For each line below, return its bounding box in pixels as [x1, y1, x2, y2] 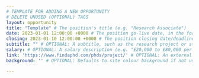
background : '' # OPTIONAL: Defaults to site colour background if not [6, 57, 187, 63]
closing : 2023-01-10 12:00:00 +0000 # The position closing [6, 36, 158, 42]
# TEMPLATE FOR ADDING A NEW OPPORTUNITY [6, 8, 110, 15]
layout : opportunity [6, 19, 57, 25]
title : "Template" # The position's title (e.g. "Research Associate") [6, 25, 187, 31]
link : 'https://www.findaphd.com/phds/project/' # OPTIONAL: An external [6, 52, 192, 58]
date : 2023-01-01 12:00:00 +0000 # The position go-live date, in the [6, 30, 184, 36]
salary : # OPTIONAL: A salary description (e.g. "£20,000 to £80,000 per [6, 47, 192, 53]
